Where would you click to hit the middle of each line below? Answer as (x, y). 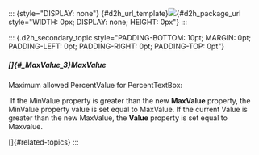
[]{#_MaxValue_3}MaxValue (57, 65)
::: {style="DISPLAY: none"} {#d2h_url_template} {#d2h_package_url (125, 13)
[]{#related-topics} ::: (44, 142)
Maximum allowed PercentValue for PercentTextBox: (96, 85)
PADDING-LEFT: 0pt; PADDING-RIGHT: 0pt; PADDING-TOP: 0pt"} (116, 46)
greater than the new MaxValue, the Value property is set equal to (118, 118)
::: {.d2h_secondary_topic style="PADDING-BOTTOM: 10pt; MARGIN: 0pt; (130, 38)
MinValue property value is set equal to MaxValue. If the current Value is (128, 109)
